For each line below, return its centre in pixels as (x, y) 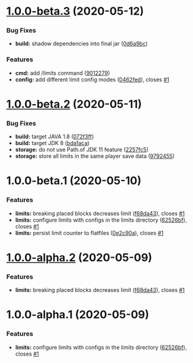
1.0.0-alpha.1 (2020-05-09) (78, 315)
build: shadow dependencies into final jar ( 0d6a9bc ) (81, 43)
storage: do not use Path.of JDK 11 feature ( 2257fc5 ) (82, 150)
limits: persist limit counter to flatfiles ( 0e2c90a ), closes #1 (89, 233)
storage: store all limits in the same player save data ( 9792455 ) (95, 156)
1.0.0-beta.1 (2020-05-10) (74, 181)
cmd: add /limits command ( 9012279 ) (62, 73)
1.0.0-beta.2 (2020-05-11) (74, 104)
